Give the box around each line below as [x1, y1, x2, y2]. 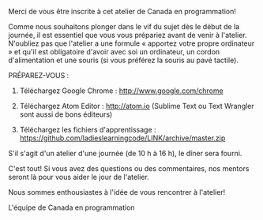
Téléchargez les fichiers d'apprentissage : [19, 125, 156, 134]
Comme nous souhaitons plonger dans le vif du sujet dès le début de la [8, 22, 240, 31]
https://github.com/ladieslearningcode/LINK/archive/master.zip [19, 133, 226, 143]
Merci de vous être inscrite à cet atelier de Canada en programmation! [8, 7, 237, 16]
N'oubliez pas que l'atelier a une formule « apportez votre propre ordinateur [8, 39, 255, 48]
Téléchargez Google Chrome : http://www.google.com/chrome [19, 86, 224, 95]
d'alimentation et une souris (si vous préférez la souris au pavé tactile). [8, 55, 239, 65]
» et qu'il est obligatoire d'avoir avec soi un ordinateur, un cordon [8, 47, 220, 56]
